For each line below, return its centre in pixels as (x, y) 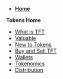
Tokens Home (24, 20)
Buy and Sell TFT (36, 51)
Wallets (24, 57)
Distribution (29, 70)
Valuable (26, 38)
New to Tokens (33, 45)
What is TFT (30, 32)
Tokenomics (30, 63)
